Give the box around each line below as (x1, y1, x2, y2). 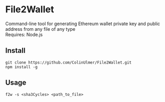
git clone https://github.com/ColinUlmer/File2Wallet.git (5, 60, 132, 65)
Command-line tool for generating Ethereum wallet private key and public (5, 21, 160, 27)
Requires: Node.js (5, 31, 43, 37)
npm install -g (5, 64, 38, 70)
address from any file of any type (5, 26, 76, 32)
